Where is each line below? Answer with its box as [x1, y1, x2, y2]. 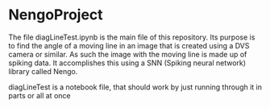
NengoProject [8, 6, 103, 24]
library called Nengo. [8, 66, 78, 76]
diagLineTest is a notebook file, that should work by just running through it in [8, 82, 263, 92]
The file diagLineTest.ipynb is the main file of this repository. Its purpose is [8, 32, 255, 42]
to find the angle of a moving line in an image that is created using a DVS [8, 40, 250, 50]
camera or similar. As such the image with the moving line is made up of [8, 49, 247, 59]
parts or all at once [8, 90, 71, 100]
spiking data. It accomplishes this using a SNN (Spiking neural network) [8, 58, 247, 68]
